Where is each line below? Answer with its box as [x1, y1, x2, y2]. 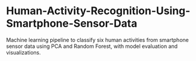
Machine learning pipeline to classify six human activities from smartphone [6, 36, 189, 43]
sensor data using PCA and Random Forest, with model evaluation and [6, 43, 178, 50]
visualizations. [6, 49, 41, 56]
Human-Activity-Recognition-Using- [6, 4, 191, 18]
